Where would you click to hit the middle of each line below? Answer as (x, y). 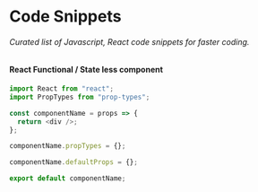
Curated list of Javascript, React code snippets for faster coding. (129, 41)
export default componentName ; (68, 179)
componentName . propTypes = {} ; (68, 146)
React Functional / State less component (86, 70)
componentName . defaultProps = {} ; (74, 162)
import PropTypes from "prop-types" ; (80, 97)
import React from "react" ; (62, 89)
